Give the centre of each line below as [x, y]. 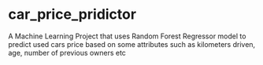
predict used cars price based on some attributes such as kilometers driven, [132, 44]
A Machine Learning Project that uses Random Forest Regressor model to [127, 36]
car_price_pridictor [72, 14]
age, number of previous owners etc [67, 52]
